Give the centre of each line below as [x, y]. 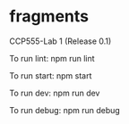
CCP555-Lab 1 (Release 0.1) [60, 41]
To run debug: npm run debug [65, 110]
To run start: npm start [51, 75]
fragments [49, 17]
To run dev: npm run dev [55, 93]
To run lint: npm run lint [52, 58]
